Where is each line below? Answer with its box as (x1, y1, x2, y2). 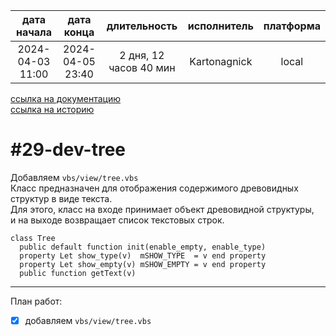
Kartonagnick (189, 55, 253, 68)
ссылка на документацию (10, 93, 122, 104)
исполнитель (187, 19, 254, 33)
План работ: (10, 295, 63, 307)
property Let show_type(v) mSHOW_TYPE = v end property (19, 250, 267, 261)
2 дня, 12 (119, 49, 165, 62)
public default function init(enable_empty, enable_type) (19, 242, 267, 252)
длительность (106, 19, 178, 33)
